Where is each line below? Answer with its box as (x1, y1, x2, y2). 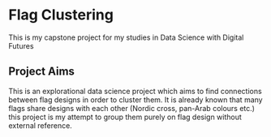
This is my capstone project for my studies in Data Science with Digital (8, 32, 244, 42)
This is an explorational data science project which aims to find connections (8, 86, 262, 96)
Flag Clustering (8, 6, 114, 24)
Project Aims (8, 65, 75, 79)
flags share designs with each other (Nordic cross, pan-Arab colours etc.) (8, 103, 256, 113)
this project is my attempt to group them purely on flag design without (8, 112, 242, 122)
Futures (8, 41, 34, 50)
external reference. (8, 120, 73, 131)
